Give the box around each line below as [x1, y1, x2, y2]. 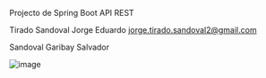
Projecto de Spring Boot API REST [9, 8, 134, 18]
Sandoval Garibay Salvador [9, 42, 110, 52]
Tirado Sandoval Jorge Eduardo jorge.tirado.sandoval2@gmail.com [9, 25, 257, 35]
